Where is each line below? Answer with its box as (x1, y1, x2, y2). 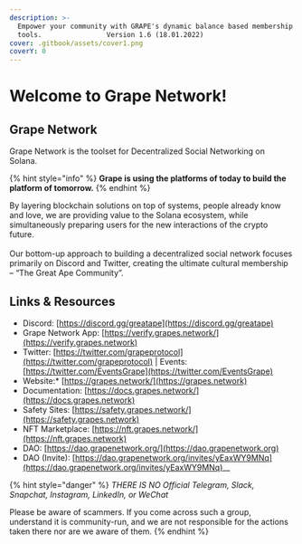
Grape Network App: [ (22, 327, 106, 338)
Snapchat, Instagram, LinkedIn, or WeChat (9, 489, 169, 500)
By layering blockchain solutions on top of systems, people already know (9, 200, 282, 211)
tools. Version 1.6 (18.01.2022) (17, 30, 204, 39)
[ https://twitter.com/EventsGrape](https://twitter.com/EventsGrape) (22, 366, 274, 377)
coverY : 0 (9, 47, 47, 56)
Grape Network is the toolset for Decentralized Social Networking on (9, 146, 265, 157)
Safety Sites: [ (22, 404, 75, 415)
